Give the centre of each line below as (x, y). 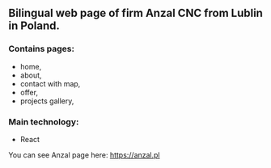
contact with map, (50, 83)
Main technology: (44, 122)
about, (31, 75)
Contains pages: (42, 49)
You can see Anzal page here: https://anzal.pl (84, 155)
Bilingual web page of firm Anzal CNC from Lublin (135, 13)
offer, (29, 92)
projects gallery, (47, 101)
